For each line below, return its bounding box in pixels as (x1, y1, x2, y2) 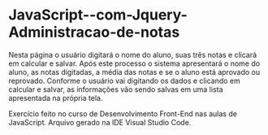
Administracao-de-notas (8, 23, 180, 41)
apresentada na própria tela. (8, 93, 103, 102)
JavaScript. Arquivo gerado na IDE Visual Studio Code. (8, 117, 192, 127)
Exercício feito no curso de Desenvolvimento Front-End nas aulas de (8, 108, 238, 119)
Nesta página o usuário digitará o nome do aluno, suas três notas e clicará (8, 50, 257, 59)
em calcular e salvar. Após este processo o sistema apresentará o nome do (8, 59, 261, 68)
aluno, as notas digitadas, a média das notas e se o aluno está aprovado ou (8, 67, 261, 76)
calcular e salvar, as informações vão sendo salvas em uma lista (8, 84, 223, 94)
